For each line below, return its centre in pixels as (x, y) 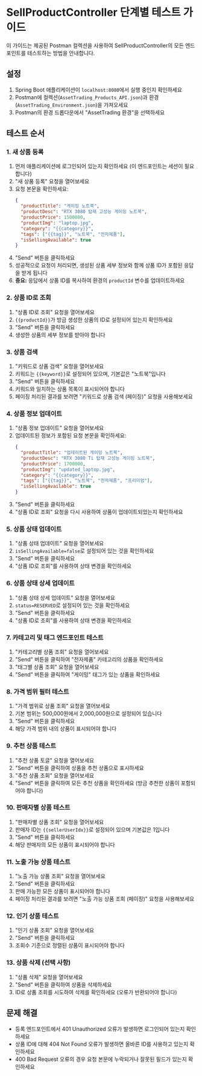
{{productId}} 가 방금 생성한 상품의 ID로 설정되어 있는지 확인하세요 (94, 320)
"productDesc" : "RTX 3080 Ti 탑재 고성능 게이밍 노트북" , (88, 458)
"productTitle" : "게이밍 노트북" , (60, 206)
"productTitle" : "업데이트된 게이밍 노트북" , (72, 453)
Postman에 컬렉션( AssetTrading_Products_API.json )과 (81, 97)
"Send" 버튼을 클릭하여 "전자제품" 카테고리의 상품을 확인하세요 (89, 659)
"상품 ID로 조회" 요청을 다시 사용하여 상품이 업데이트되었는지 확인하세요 (99, 512)
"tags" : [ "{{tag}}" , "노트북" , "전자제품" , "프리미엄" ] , (87, 481)
